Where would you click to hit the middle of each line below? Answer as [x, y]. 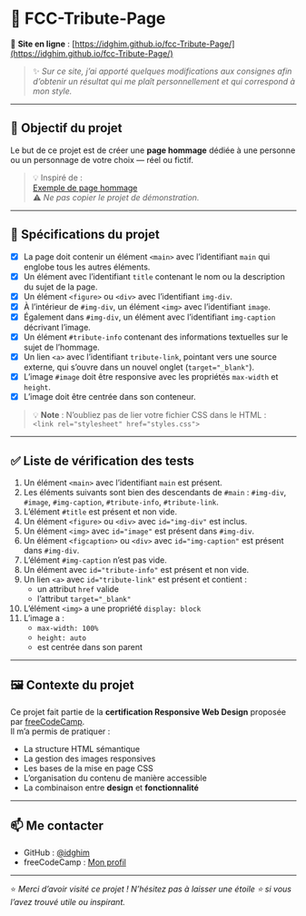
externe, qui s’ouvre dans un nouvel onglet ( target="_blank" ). [139, 367]
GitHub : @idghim [56, 852]
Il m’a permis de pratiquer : [60, 731]
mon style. [52, 91]
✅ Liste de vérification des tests [102, 460]
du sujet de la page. [60, 287]
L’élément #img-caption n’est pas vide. [95, 560]
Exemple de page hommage [85, 188]
